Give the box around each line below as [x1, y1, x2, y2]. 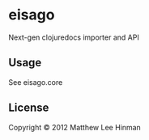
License [8, 101, 49, 115]
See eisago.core [8, 77, 63, 87]
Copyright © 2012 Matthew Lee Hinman [8, 122, 142, 132]
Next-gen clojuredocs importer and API [8, 32, 139, 42]
